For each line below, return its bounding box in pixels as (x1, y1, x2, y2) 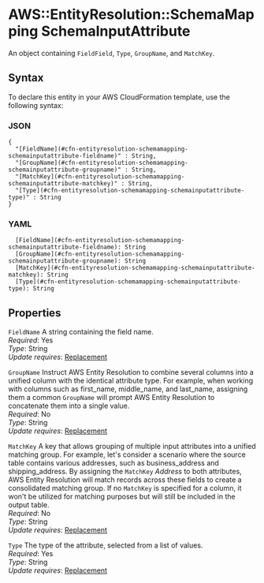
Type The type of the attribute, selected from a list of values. (8, 540, 203, 550)
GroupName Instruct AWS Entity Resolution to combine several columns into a (8, 368, 254, 377)
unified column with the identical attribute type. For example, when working (8, 376, 254, 386)
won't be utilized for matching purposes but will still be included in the (8, 491, 236, 502)
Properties (8, 306, 61, 320)
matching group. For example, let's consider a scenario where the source (8, 450, 246, 459)
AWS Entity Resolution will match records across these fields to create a (8, 475, 242, 484)
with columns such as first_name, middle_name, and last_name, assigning (8, 384, 248, 394)
